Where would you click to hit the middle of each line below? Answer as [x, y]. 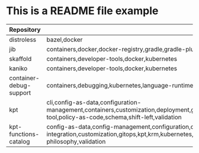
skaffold [20, 58]
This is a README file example [82, 11]
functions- [24, 134]
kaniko [18, 68]
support [20, 93]
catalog [20, 141]
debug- [20, 85]
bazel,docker [65, 40]
